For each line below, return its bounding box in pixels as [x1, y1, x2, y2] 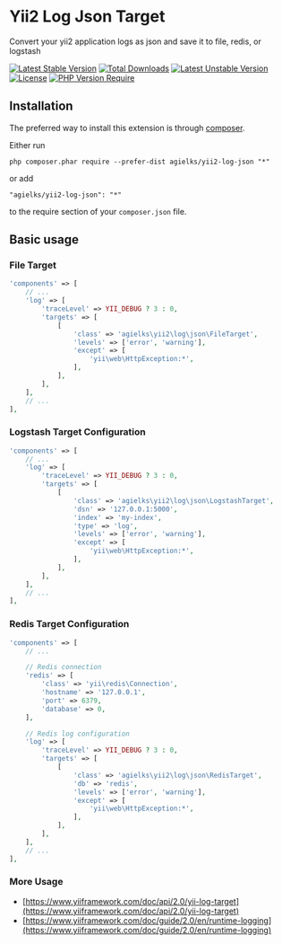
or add [9, 172, 34, 183]
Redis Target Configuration [9, 618, 130, 631]
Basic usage [9, 232, 79, 248]
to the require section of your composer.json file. [9, 206, 187, 216]
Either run [9, 139, 46, 150]
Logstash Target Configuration [9, 426, 146, 438]
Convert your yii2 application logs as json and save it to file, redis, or [9, 36, 262, 47]
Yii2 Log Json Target [9, 6, 166, 27]
